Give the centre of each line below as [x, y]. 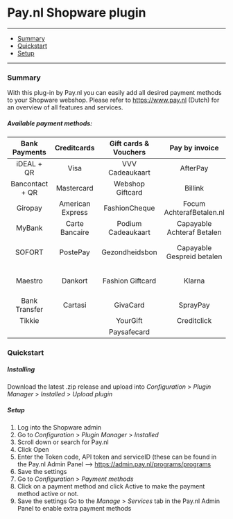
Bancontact [29, 184]
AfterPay [194, 168]
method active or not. [48, 494]
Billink [195, 188]
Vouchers [129, 152]
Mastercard [75, 188]
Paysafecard [129, 332]
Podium [129, 224]
